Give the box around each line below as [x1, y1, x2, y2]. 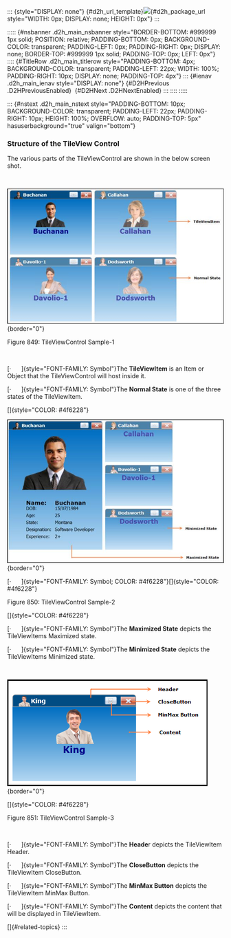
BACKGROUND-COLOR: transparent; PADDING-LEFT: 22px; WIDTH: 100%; [7, 65, 219, 72]
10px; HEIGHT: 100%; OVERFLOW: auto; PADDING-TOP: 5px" [28, 114, 201, 122]
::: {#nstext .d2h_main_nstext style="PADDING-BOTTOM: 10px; [7, 100, 186, 108]
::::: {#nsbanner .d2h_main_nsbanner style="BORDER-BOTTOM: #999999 [7, 28, 217, 36]
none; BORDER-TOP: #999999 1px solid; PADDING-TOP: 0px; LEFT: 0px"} [7, 50, 216, 58]
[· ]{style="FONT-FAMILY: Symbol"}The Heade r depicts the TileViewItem [7, 840, 222, 849]
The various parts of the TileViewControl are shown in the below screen [7, 155, 210, 163]
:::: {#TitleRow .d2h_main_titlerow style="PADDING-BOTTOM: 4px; [7, 57, 196, 65]
